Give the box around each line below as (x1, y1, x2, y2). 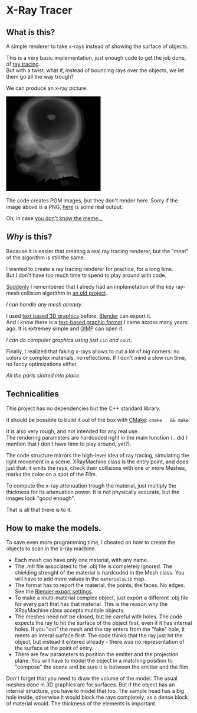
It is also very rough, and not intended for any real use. (6, 427, 139, 435)
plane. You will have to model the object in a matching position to (14, 657, 173, 664)
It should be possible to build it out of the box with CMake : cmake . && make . (6, 416, 191, 423)
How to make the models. (6, 523, 101, 533)
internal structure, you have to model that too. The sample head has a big (6, 688, 185, 695)
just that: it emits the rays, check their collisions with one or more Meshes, (6, 464, 187, 471)
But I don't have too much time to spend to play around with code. (6, 272, 167, 279)
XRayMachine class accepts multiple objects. (14, 607, 125, 614)
